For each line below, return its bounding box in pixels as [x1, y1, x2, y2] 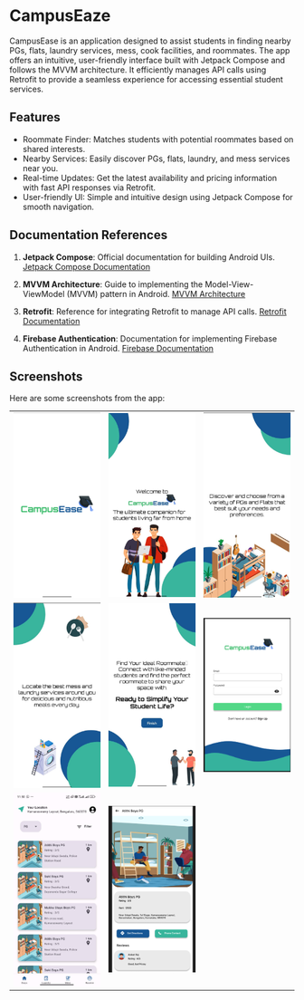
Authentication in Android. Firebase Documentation [22, 342, 214, 353]
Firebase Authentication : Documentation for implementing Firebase [22, 332, 278, 344]
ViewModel [22, 288, 65, 299]
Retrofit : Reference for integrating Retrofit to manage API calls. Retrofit [22, 305, 287, 317]
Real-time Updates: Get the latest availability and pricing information [22, 172, 278, 183]
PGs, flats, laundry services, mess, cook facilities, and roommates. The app [9, 44, 290, 55]
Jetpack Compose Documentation [22, 261, 151, 272]
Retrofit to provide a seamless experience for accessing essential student [9, 73, 283, 84]
